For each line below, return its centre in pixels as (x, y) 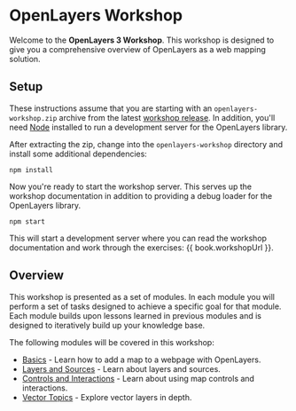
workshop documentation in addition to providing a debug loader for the (141, 195)
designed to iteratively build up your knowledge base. (107, 325)
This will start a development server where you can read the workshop (138, 238)
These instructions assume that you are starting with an (111, 108)
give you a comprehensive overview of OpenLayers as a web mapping (137, 49)
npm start (27, 221)
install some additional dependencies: (78, 154)
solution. (25, 59)
